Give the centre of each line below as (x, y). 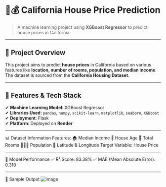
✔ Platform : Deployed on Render (39, 123)
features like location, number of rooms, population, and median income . (81, 70)
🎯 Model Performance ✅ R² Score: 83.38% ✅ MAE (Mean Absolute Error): (80, 159)
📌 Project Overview (35, 53)
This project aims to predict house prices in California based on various (78, 64)
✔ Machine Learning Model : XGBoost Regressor (55, 107)
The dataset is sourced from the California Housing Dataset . (67, 75)
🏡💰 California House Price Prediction (83, 10)
